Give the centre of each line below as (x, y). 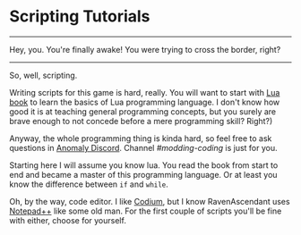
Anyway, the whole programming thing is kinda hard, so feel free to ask (141, 138)
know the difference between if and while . (89, 184)
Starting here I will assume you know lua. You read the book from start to (144, 165)
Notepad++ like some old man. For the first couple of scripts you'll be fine (146, 211)
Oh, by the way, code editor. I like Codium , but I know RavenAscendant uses (150, 201)
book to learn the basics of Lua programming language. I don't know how (145, 102)
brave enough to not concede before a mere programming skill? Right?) (141, 121)
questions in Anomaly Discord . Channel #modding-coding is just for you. (143, 147)
